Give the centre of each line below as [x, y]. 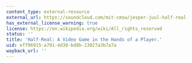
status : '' [20, 34]
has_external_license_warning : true [52, 23]
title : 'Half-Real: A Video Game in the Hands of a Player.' [84, 40]
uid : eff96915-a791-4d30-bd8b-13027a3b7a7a [61, 46]
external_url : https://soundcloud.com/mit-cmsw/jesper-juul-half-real [96, 17]
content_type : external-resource [48, 12]
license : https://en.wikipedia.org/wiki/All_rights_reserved [84, 28]
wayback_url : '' [26, 51]
